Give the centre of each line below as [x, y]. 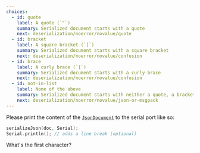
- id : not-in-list [35, 84]
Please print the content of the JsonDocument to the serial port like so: [90, 117]
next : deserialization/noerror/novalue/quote [74, 34]
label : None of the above [49, 89]
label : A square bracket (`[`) [56, 45]
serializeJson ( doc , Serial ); [42, 128]
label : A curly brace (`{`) [51, 67]
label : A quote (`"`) [43, 23]
